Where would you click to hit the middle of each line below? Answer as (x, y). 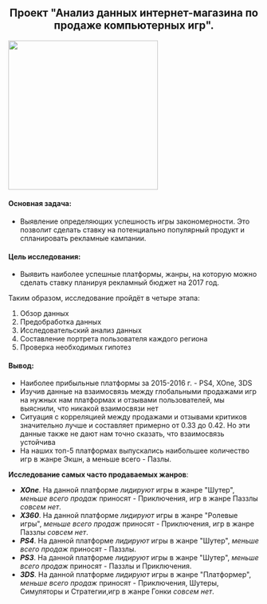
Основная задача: (40, 204)
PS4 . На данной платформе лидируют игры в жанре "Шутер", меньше (139, 541)
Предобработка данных (61, 322)
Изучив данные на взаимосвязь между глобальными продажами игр (138, 392)
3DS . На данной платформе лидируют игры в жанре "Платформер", (135, 575)
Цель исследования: (45, 256)
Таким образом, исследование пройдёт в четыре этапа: (104, 298)
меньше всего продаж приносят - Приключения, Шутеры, (119, 583)
